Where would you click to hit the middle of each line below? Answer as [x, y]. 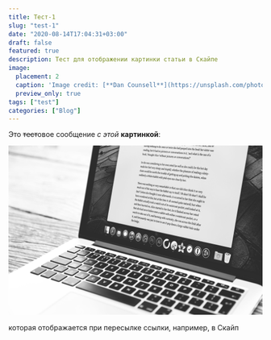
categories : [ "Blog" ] [45, 110]
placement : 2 [38, 77]
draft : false [30, 43]
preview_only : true [48, 93]
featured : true [34, 51]
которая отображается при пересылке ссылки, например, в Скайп [124, 327]
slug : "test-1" [34, 25]
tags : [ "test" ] [34, 102]
